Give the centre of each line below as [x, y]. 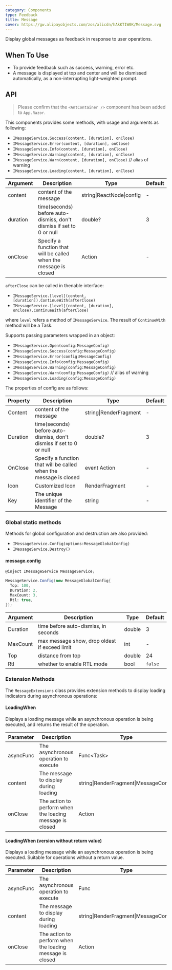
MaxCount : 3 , [24, 595]
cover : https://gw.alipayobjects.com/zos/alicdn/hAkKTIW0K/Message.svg [83, 24]
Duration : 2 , [24, 590]
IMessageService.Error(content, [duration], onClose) [71, 144]
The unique [49, 494]
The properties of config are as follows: [47, 388]
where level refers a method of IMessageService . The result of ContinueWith [85, 320]
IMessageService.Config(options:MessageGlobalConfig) [71, 544]
